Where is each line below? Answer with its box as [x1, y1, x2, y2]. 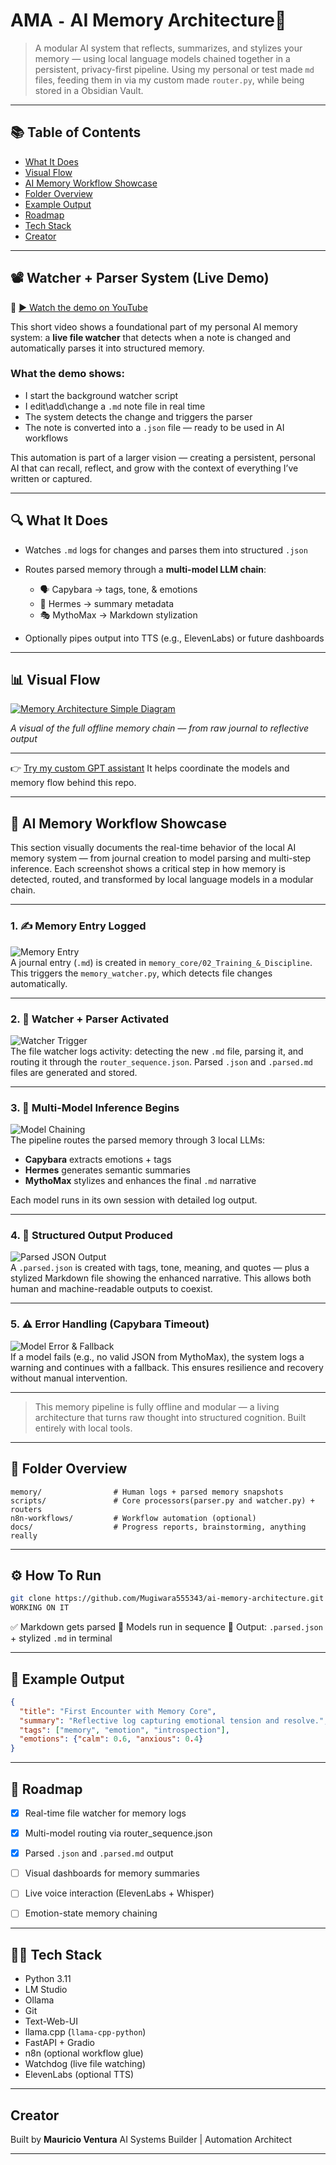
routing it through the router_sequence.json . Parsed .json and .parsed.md [10, 1055, 313, 1068]
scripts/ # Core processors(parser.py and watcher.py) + [10, 1495, 315, 1506]
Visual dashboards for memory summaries [24, 1867, 200, 1879]
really [10, 1530, 38, 1541]
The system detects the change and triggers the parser [24, 410, 253, 423]
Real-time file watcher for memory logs [24, 1807, 187, 1819]
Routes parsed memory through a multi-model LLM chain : [24, 563, 267, 575]
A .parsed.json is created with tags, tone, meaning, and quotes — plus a [10, 1262, 310, 1274]
